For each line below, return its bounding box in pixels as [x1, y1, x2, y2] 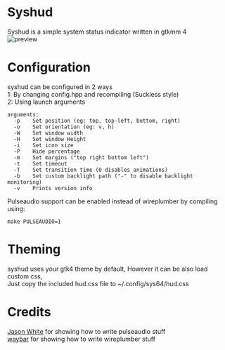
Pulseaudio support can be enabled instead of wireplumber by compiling [7, 197, 218, 206]
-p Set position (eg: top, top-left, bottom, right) [13, 117, 181, 124]
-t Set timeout [13, 160, 68, 167]
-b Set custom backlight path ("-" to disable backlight [13, 173, 193, 180]
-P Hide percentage [13, 148, 80, 155]
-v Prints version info [13, 184, 93, 191]
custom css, [7, 271, 43, 281]
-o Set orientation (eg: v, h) [13, 123, 115, 130]
